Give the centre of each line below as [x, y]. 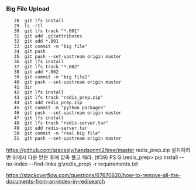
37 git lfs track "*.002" [47, 67]
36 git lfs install [39, 62]
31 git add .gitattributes [48, 36]
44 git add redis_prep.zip [48, 103]
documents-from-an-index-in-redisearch [56, 182]
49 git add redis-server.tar [51, 128]
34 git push [30, 51]
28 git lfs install [39, 21]
